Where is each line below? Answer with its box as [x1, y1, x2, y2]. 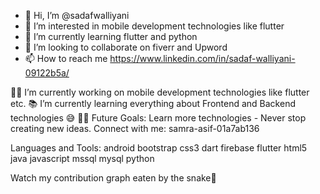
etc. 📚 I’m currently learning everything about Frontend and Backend [10, 98, 296, 109]
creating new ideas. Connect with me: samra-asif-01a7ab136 [10, 123, 260, 134]
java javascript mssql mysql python [10, 153, 155, 164]
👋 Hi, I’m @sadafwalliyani [24, 10, 130, 21]
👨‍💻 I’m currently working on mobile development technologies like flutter [10, 86, 310, 98]
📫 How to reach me [24, 53, 108, 64]
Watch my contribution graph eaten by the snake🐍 [10, 172, 217, 184]
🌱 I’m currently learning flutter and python [24, 31, 198, 42]
